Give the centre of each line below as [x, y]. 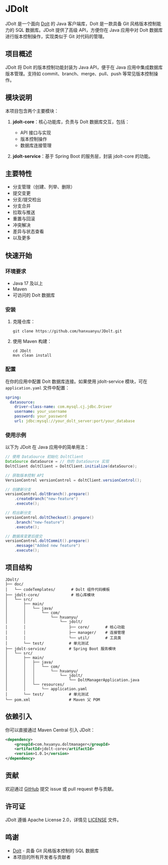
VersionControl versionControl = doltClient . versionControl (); [74, 480]
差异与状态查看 [28, 231]
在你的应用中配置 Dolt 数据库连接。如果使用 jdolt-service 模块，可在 [76, 381]
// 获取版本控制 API [25, 475]
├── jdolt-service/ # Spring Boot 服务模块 [61, 649]
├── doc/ [14, 584]
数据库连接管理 [36, 145]
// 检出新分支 [18, 513]
